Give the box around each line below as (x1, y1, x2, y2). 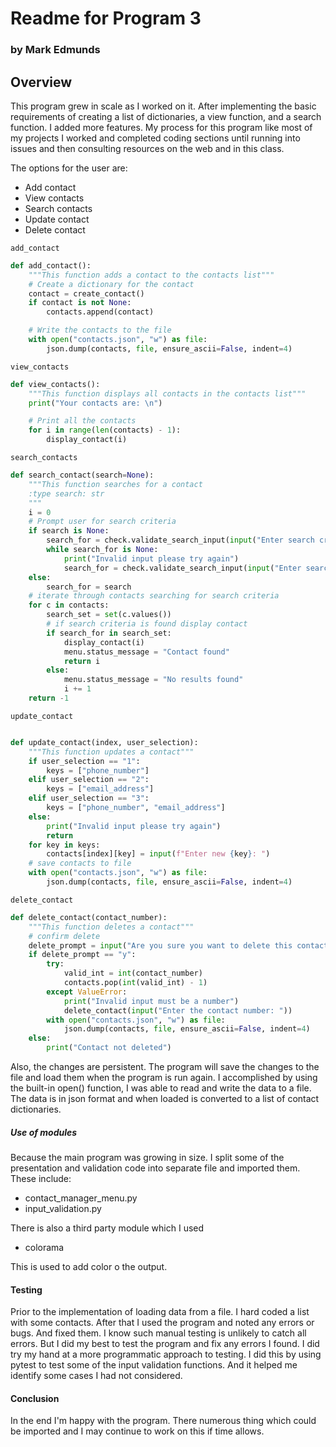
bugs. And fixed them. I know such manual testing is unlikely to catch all (10, 1327, 307, 1339)
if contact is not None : (28, 298, 132, 308)
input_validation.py (24, 1203, 102, 1215)
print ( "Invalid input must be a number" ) (63, 996, 240, 1006)
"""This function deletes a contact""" (28, 922, 195, 932)
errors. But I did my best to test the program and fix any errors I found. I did (10, 1338, 320, 1350)
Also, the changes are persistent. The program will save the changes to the (10, 1061, 320, 1073)
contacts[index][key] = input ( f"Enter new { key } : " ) (46, 849, 271, 859)
